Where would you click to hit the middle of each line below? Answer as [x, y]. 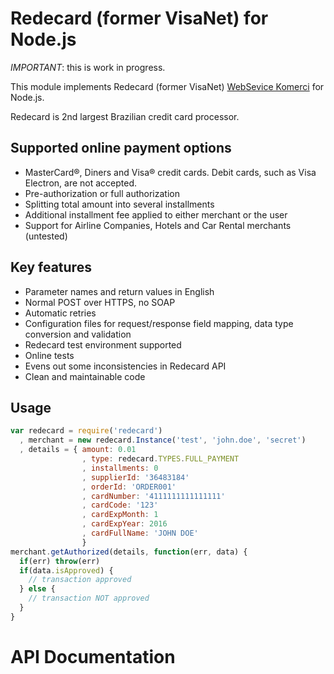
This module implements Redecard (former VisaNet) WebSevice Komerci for [167, 86]
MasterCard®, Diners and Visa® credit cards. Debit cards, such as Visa [170, 172]
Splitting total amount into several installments [119, 204]
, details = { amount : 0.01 [78, 450]
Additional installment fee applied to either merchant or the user [156, 214]
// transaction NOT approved [89, 598]
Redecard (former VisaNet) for [139, 18]
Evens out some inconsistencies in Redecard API [125, 366]
